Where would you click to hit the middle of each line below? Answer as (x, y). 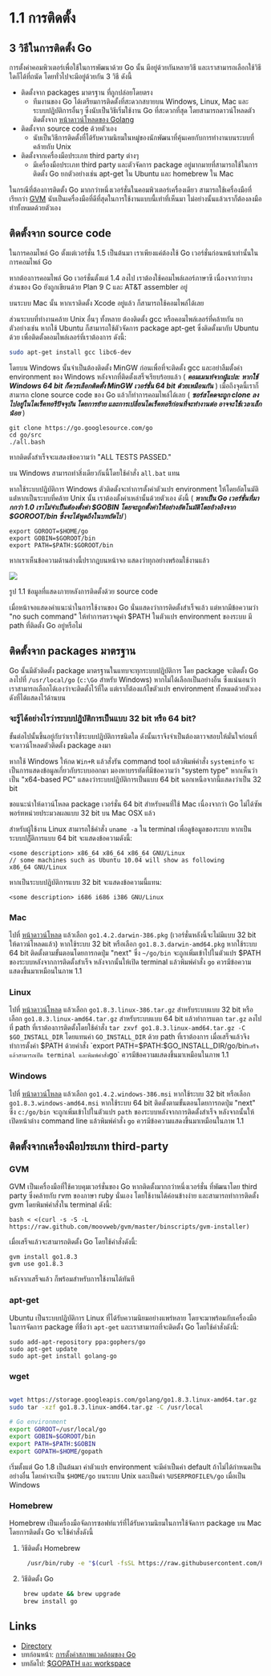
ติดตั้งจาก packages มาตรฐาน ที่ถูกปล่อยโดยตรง (87, 92)
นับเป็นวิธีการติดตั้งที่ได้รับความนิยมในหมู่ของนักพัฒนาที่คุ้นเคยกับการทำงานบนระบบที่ (144, 138)
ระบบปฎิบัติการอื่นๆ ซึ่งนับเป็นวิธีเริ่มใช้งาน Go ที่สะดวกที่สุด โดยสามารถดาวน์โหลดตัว (144, 110)
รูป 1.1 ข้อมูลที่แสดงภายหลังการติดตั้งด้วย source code (84, 591)
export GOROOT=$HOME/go (49, 531)
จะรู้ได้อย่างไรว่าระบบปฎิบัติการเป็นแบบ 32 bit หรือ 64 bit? (103, 719)
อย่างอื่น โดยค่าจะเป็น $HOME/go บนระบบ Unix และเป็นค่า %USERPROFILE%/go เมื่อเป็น (127, 1476)
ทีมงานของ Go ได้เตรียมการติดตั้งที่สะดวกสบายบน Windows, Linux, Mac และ (141, 101)
